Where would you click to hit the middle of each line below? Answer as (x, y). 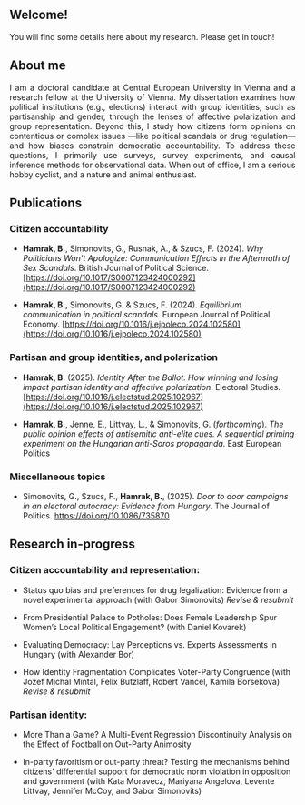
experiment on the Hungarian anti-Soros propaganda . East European (152, 443)
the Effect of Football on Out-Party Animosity (107, 744)
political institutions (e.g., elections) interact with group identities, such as (152, 106)
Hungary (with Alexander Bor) (78, 654)
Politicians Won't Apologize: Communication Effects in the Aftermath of (156, 258)
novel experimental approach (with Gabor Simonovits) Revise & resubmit (158, 599)
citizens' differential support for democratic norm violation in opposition (157, 771)
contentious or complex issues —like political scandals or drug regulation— (152, 136)
